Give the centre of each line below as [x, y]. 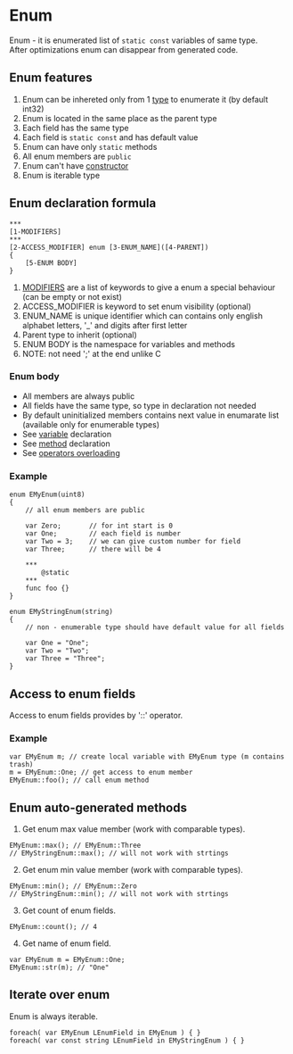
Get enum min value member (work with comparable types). [132, 870]
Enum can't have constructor [75, 165]
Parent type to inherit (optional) [80, 335]
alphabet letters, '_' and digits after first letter [105, 325]
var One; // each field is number [103, 534]
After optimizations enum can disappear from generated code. [124, 49]
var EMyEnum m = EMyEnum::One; [67, 960]
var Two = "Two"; [57, 651]
